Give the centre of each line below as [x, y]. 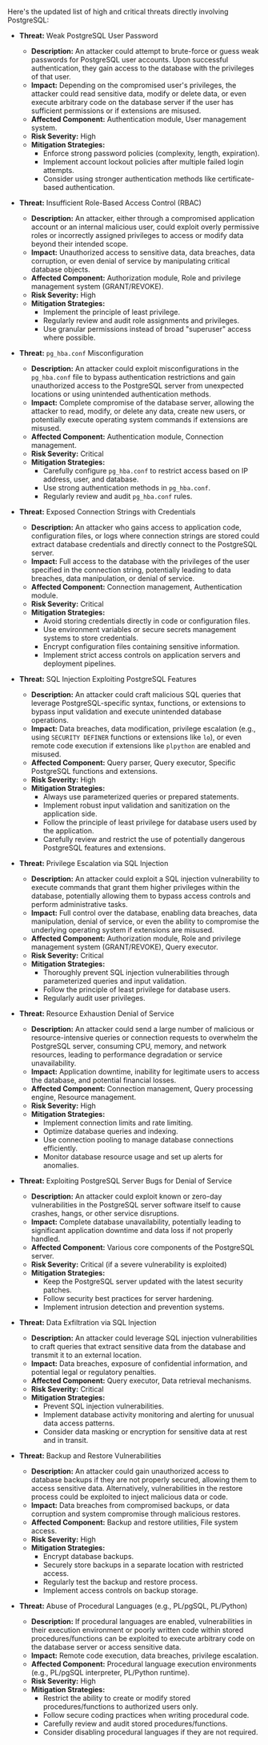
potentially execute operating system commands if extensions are [140, 419]
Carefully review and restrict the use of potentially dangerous [144, 839]
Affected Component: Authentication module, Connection [127, 437]
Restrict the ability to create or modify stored [117, 1698]
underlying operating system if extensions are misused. [122, 930]
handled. [46, 1239]
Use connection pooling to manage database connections [138, 1140]
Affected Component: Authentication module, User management [139, 119]
